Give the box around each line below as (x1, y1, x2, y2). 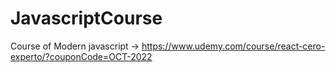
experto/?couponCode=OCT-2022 (10, 50, 153, 62)
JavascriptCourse (10, 7, 163, 30)
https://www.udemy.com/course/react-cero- (141, 40, 326, 52)
